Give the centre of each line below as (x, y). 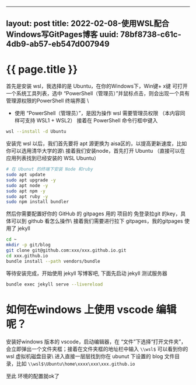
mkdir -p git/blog (28, 245)
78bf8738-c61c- (151, 35)
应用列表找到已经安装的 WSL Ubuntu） (52, 158)
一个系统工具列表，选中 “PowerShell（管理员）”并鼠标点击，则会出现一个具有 (98, 94)
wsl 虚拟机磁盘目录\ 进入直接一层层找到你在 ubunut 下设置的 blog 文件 (90, 356)
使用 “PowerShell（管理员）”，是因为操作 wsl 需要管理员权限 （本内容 (97, 113)
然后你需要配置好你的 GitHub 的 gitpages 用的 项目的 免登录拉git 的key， (93, 214)
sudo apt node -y (27, 185)
